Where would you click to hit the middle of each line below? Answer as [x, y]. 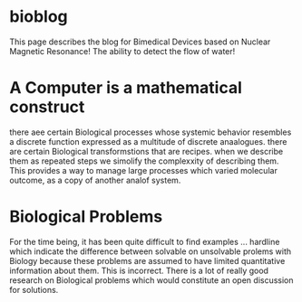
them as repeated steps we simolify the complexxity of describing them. [144, 161]
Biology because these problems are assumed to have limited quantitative [147, 260]
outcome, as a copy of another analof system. [95, 180]
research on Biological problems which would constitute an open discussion [151, 280]
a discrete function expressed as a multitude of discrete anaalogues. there [148, 141]
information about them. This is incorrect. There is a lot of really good [139, 270]
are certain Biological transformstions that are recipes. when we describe [146, 151]
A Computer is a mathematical [126, 88]
